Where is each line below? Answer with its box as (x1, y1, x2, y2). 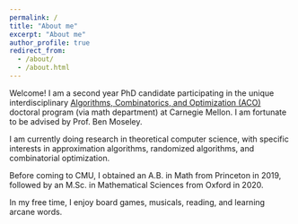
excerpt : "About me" (9, 30, 87, 39)
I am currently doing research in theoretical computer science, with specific (9, 134, 289, 144)
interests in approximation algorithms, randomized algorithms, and (9, 142, 255, 153)
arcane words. (9, 206, 63, 217)
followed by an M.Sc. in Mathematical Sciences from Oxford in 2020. (9, 179, 264, 190)
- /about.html (17, 64, 70, 73)
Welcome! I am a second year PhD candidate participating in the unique (9, 87, 275, 99)
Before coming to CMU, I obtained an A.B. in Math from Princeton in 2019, (9, 169, 282, 180)
